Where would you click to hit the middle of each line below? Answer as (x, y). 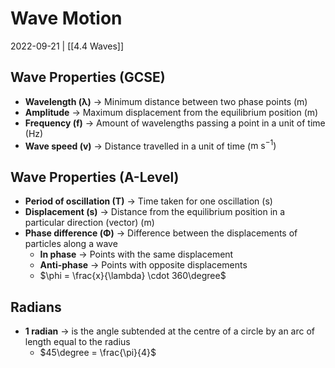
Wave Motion (66, 18)
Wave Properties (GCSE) (88, 77)
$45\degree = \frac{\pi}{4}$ (98, 353)
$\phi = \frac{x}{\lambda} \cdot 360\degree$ (133, 276)
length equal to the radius (77, 342)
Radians (36, 307)
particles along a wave (71, 244)
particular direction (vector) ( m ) (89, 223)
